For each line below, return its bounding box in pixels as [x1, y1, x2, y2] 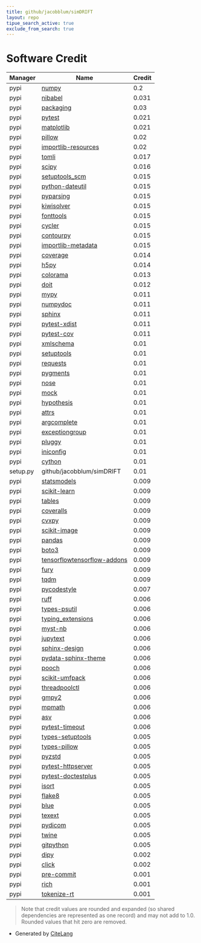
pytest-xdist [41, 320, 77, 328]
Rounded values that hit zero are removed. [21, 918, 127, 925]
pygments [41, 369, 70, 377]
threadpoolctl [41, 684, 80, 692]
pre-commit [41, 870, 77, 879]
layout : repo [6, 15, 39, 21]
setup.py [9, 467, 34, 475]
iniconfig [41, 448, 66, 456]
